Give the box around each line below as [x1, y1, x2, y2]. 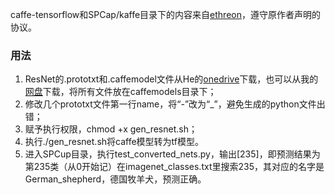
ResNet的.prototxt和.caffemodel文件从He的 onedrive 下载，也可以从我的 [24, 73, 319, 85]
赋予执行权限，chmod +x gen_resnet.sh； [24, 123, 198, 135]
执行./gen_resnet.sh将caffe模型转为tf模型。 [24, 136, 205, 148]
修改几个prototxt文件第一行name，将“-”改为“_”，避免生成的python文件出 [24, 98, 326, 110]
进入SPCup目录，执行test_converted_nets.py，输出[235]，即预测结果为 [24, 148, 321, 160]
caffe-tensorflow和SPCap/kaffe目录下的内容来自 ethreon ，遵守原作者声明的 [10, 9, 321, 20]
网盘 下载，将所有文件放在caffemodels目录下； [24, 86, 217, 98]
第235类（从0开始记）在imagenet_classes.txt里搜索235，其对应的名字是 [24, 161, 325, 173]
